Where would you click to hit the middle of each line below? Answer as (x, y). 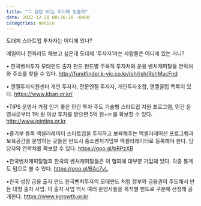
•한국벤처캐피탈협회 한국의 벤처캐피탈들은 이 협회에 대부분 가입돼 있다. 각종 (94, 161)
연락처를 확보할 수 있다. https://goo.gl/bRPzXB (78, 148)
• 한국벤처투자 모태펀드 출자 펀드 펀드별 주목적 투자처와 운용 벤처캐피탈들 (92, 66)
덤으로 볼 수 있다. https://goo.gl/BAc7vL (60, 169)
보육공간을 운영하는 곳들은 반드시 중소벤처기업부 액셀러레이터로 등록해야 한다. (97, 141)
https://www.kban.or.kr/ (43, 94)
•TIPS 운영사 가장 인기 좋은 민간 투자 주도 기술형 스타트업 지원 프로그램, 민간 (95, 107)
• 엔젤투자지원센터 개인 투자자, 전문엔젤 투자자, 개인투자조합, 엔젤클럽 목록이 (96, 86)
